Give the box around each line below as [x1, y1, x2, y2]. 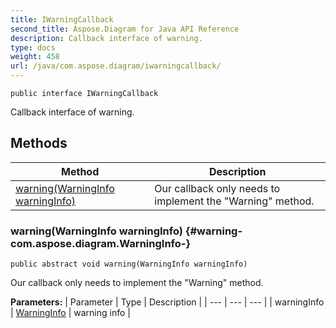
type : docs [10, 42, 56, 53]
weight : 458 [10, 52, 60, 62]
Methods [10, 135, 68, 152]
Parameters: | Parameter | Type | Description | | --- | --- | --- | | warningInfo [10, 296, 325, 308]
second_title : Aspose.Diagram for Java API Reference [10, 24, 240, 34]
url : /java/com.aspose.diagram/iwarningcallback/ [10, 61, 222, 71]
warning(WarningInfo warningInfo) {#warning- [10, 224, 243, 238]
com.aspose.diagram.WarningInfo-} [10, 236, 192, 250]
